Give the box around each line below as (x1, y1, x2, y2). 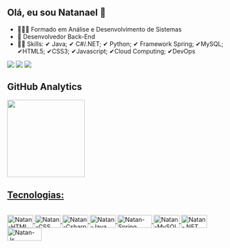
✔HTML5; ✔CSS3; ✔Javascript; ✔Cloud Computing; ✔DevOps (17, 47, 196, 55)
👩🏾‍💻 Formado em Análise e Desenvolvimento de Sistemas (17, 25, 182, 33)
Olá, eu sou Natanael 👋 (7, 7, 107, 19)
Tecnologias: (7, 190, 64, 201)
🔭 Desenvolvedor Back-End (17, 32, 95, 41)
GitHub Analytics (7, 81, 83, 93)
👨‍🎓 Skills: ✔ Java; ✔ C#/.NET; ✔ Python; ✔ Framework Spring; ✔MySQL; (17, 39, 224, 48)
